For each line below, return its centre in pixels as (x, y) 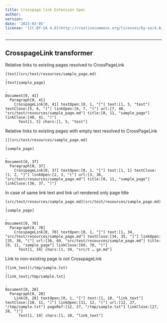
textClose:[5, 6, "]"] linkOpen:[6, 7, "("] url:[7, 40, (65, 109)
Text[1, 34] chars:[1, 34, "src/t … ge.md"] (65, 249)
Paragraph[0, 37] (28, 166)
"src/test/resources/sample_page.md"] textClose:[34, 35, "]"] (72, 236)
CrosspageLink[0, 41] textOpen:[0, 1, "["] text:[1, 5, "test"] (82, 104)
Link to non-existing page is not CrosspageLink (53, 258)
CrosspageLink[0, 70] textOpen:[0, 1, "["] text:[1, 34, (74, 232)
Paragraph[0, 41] (28, 100)
